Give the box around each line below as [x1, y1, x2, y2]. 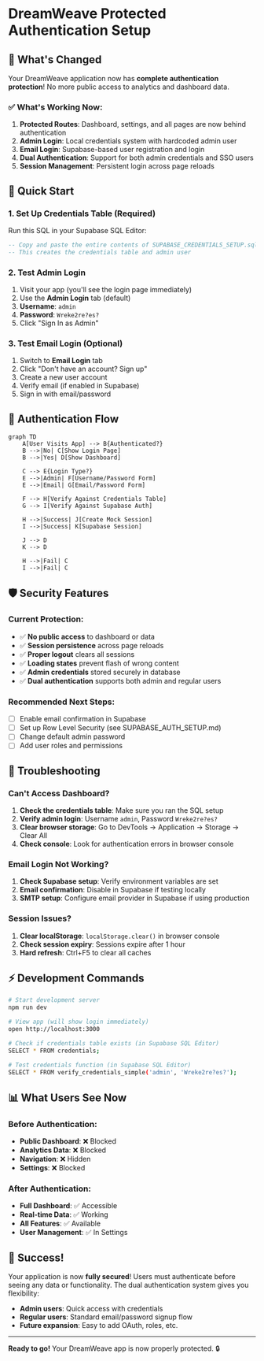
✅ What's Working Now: [8, 102, 103, 113]
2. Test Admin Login [8, 267, 86, 278]
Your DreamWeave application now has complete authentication [8, 74, 219, 83]
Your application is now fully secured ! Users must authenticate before [8, 1272, 236, 1281]
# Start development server [8, 996, 101, 1004]
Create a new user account [19, 373, 108, 382]
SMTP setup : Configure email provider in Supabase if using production [19, 893, 250, 903]
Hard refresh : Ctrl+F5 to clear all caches [19, 948, 152, 957]
